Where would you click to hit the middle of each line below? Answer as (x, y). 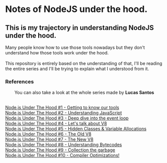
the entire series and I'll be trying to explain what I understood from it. (77, 69)
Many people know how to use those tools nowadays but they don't (75, 47)
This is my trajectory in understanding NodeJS (79, 28)
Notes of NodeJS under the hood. (76, 9)
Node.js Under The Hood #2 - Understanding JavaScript (63, 113)
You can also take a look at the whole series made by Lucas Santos (84, 92)
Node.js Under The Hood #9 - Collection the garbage (60, 150)
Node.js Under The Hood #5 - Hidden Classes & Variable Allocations (76, 129)
